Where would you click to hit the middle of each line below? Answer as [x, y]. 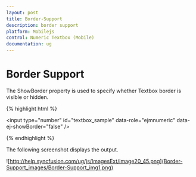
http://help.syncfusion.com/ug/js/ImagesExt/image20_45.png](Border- [96, 161]
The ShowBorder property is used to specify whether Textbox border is [94, 91]
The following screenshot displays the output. [62, 150]
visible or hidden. [27, 97]
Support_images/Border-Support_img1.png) [60, 167]
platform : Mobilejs [30, 32]
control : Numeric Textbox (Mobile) [50, 38]
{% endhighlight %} [30, 138]
